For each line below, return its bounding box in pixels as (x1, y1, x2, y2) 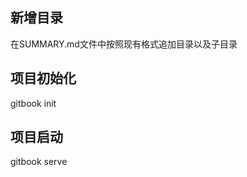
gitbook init (10, 97, 57, 109)
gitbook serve (10, 156, 68, 168)
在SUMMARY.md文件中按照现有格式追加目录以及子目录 (10, 38, 238, 50)
